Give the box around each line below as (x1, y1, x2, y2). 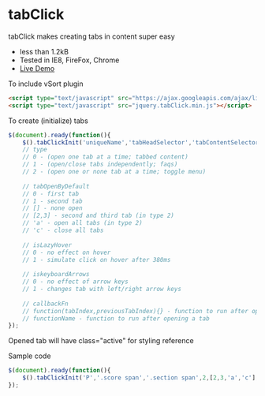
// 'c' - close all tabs (22, 226, 104, 234)
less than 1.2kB (19, 47, 69, 56)
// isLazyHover (22, 241, 73, 249)
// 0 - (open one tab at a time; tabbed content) (22, 153, 189, 161)
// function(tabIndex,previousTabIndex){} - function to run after (22, 307, 248, 315)
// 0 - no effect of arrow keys (22, 278, 129, 286)
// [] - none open (22, 204, 83, 212)
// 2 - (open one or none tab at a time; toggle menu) (22, 168, 207, 176)
